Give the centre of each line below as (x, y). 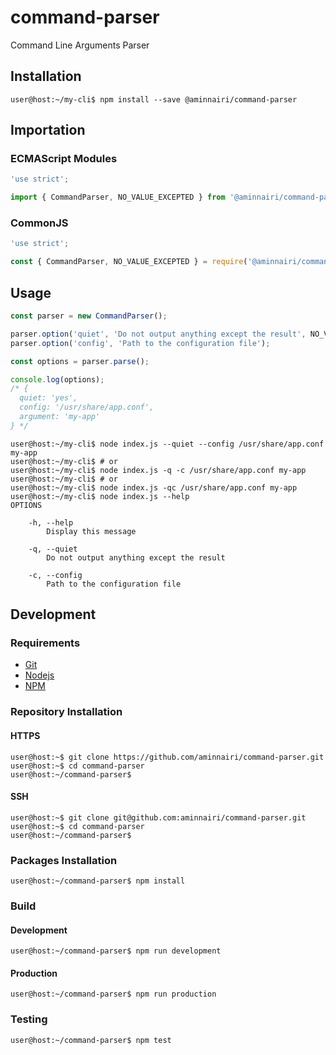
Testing (29, 1019)
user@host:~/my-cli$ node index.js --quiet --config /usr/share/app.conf (167, 444)
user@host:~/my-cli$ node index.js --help (100, 496)
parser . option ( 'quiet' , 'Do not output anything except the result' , (158, 334)
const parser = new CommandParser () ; (89, 316)
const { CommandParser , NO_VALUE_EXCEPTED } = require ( (129, 262)
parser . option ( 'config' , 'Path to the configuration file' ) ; (140, 343)
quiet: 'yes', (48, 398)
